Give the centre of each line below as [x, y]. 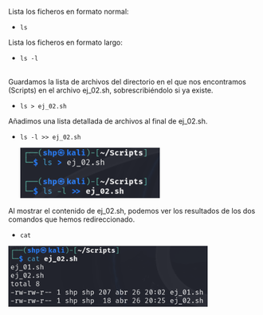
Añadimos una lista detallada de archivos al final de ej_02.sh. [108, 121]
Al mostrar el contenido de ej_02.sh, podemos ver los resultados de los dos [132, 211]
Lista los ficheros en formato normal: [69, 12]
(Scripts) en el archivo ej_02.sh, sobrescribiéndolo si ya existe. [111, 90]
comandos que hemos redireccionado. [72, 219]
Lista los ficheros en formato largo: [66, 42]
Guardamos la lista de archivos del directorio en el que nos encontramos [128, 82]
